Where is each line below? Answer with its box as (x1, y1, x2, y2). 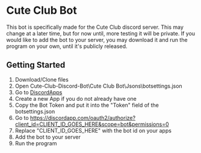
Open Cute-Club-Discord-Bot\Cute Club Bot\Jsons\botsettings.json (14, 82, 182, 89)
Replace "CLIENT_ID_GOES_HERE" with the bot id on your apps (14, 127, 172, 134)
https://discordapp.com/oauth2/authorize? (29, 114, 136, 121)
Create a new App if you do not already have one (14, 95, 137, 102)
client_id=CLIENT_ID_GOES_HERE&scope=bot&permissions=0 (14, 121, 169, 128)
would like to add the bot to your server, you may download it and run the (6, 36, 188, 43)
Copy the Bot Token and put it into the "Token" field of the (14, 101, 159, 109)
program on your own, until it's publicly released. (6, 43, 128, 50)
